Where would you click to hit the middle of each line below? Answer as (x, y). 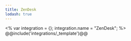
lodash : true (19, 14)
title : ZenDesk (21, 10)
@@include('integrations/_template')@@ (46, 33)
